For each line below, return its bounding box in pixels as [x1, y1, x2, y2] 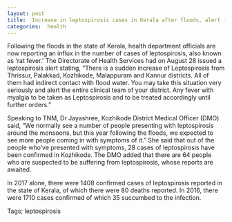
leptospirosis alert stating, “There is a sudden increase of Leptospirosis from [7, 64, 225, 73]
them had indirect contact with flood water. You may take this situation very [7, 79, 222, 87]
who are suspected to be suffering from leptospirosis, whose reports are [7, 158, 214, 167]
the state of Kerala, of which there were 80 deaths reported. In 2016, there [7, 186, 219, 194]
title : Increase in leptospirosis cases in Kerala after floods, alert [7, 17, 221, 24]
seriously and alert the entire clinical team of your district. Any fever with [7, 86, 214, 94]
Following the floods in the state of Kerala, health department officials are [7, 42, 216, 50]
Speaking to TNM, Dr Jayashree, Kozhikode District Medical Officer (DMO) [7, 114, 220, 122]
